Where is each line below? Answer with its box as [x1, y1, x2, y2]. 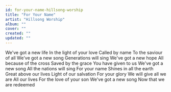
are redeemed [5, 81, 35, 87]
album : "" [5, 21, 27, 27]
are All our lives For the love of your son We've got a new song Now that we [5, 76, 165, 82]
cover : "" [5, 26, 27, 31]
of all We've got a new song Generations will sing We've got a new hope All [5, 55, 164, 61]
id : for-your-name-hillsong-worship [5, 7, 83, 13]
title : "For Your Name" [5, 12, 56, 17]
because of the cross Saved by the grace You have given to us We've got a [5, 60, 163, 66]
